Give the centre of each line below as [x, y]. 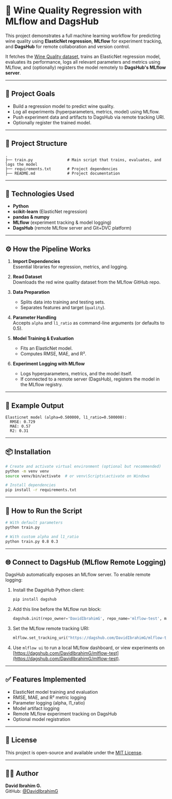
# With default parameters [34, 523]
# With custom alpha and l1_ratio [42, 537]
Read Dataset [27, 277]
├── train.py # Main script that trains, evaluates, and [83, 160]
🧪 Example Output [35, 405]
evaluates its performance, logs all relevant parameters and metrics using [83, 62]
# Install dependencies [31, 485]
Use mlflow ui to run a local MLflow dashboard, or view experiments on [89, 648]
